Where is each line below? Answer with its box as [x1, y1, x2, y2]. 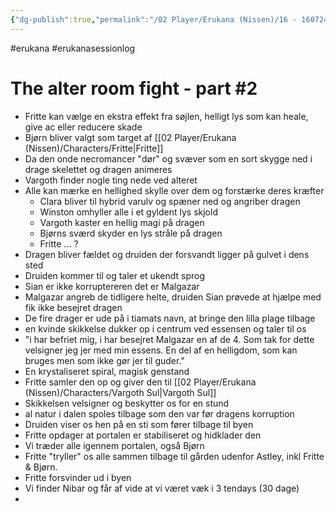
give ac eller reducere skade [24, 121, 143, 133]
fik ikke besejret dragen [24, 301, 123, 313]
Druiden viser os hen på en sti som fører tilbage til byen [24, 418, 254, 430]
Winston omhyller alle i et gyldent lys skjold [39, 206, 218, 218]
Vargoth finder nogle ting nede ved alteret [24, 174, 198, 186]
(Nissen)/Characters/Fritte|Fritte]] [24, 142, 164, 154]
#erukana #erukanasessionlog [10, 42, 136, 54]
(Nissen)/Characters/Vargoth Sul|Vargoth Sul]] [24, 386, 217, 398]
